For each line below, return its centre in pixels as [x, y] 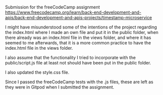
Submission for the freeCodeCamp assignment [53, 7]
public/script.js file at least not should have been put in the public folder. [78, 63]
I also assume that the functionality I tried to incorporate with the [70, 58]
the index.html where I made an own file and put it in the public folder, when [82, 32]
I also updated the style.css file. [37, 72]
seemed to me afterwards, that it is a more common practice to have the [78, 43]
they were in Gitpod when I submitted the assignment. [60, 87]
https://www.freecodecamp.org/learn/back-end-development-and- [73, 12]
